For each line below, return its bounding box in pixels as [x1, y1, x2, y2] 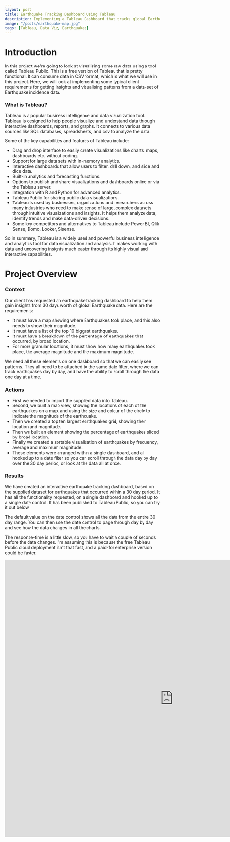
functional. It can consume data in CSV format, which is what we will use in [5, 73, 157, 79]
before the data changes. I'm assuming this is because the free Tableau [5, 539, 150, 545]
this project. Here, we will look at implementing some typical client [5, 79, 139, 85]
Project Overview [5, 269, 78, 280]
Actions [5, 386, 25, 393]
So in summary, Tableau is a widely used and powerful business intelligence [5, 236, 159, 241]
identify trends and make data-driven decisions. [12, 215, 110, 222]
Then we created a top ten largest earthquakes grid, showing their [12, 418, 146, 424]
